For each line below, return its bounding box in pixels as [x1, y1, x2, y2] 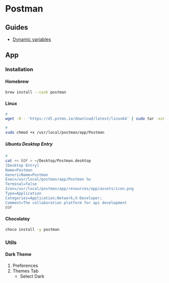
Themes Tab [12, 267, 39, 274]
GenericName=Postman [5, 172, 49, 177]
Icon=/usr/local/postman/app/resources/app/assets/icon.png [5, 186, 134, 192]
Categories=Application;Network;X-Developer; [5, 196, 102, 201]
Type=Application [5, 191, 42, 196]
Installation [5, 66, 34, 73]
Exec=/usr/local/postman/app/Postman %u [5, 177, 92, 182]
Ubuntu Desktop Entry [5, 141, 53, 147]
